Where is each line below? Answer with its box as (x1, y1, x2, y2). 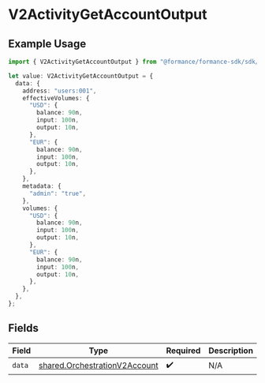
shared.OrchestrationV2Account (38, 360, 159, 371)
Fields (8, 321, 39, 335)
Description (208, 345, 254, 356)
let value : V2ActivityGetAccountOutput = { (8, 72, 154, 80)
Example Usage (8, 37, 87, 51)
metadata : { (22, 182, 62, 190)
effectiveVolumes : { (22, 94, 90, 102)
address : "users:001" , (22, 87, 97, 95)
